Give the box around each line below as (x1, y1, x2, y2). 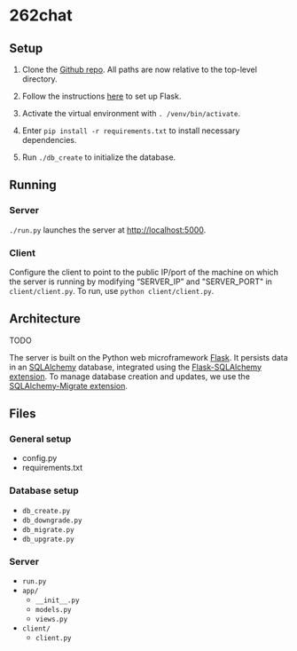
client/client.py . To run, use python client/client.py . (9, 285, 215, 296)
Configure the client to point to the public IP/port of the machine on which (9, 266, 279, 277)
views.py (35, 615, 68, 624)
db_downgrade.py (21, 516, 82, 525)
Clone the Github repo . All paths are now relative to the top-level (21, 64, 257, 75)
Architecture (9, 312, 82, 327)
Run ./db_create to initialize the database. (21, 152, 176, 163)
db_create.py (21, 506, 71, 515)
